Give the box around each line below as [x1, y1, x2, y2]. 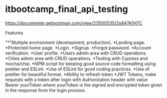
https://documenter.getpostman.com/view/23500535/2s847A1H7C [5, 20, 143, 26]
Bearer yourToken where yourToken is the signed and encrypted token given [5, 81, 163, 88]
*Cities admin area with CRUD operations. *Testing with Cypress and [5, 55, 148, 61]
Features [5, 29, 23, 35]
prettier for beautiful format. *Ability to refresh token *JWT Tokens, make [5, 71, 157, 77]
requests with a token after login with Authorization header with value [5, 76, 148, 82]
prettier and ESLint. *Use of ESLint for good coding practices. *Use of [5, 66, 150, 72]
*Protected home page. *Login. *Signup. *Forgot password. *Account [5, 44, 152, 50]
